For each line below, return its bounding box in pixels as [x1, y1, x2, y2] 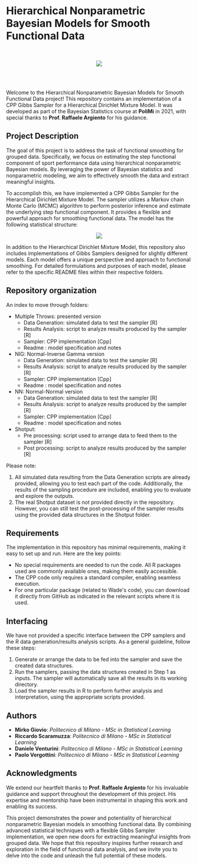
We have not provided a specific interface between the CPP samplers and [6, 632, 186, 639]
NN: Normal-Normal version [14, 388, 83, 395]
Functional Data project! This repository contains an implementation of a [6, 95, 182, 102]
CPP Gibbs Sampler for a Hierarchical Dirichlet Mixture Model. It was [6, 101, 173, 109]
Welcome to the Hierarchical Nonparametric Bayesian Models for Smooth [6, 89, 185, 96]
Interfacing [6, 616, 48, 626]
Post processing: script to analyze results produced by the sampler [23, 444, 187, 451]
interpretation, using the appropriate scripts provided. [14, 693, 146, 700]
